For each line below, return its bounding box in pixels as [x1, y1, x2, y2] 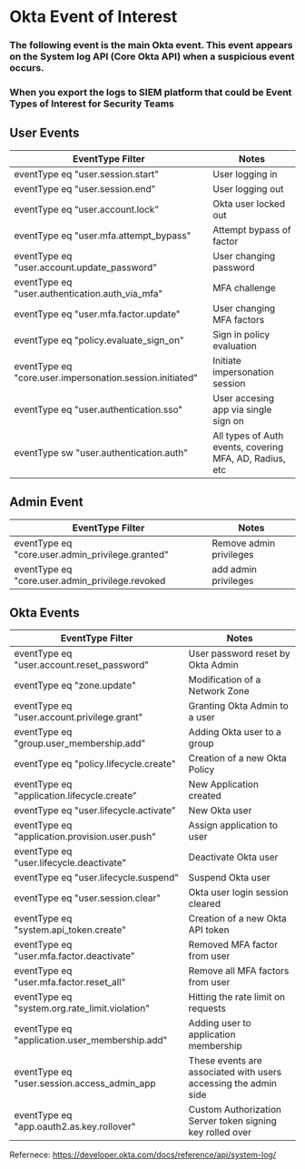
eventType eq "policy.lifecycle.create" [14, 758, 176, 771]
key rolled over [188, 1126, 252, 1139]
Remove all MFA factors [188, 964, 290, 977]
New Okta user [188, 804, 252, 817]
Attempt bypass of [212, 223, 291, 236]
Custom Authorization [188, 1103, 281, 1116]
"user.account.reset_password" [14, 659, 150, 671]
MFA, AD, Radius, [212, 452, 286, 465]
